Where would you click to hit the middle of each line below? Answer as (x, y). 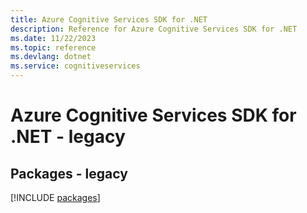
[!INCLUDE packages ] (55, 197)
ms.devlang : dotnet (51, 57)
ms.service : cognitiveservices (75, 66)
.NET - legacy (68, 137)
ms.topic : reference (53, 47)
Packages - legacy (69, 173)
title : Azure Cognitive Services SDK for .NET (109, 19)
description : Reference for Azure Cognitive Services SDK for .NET (154, 29)
